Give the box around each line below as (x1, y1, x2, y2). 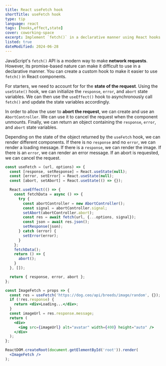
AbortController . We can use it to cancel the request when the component (5, 113, 158, 119)
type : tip (5, 16, 26, 21)
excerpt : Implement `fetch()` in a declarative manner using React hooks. (5, 35, 163, 40)
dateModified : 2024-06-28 (5, 44, 58, 49)
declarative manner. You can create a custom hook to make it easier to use (5, 68, 158, 74)
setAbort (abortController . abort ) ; (23, 210, 94, 215)
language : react (5, 21, 39, 26)
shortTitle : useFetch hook (5, 12, 61, 17)
